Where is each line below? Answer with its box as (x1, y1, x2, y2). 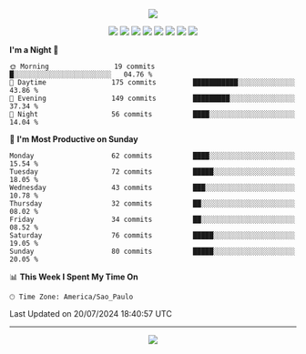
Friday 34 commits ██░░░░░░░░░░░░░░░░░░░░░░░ (9, 215, 296, 224)
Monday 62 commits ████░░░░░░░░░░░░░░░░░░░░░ (9, 151, 296, 160)
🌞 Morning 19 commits (9, 62, 156, 71)
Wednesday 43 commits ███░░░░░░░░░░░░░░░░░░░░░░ (9, 183, 296, 192)
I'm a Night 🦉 (9, 45, 59, 55)
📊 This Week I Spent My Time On (9, 271, 138, 282)
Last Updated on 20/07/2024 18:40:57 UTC (9, 308, 173, 319)
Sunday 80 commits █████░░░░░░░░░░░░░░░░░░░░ (9, 247, 296, 256)
